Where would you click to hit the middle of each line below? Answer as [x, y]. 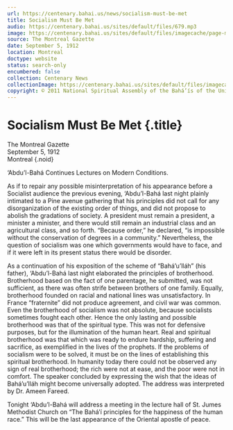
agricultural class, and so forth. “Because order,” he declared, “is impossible [116, 230]
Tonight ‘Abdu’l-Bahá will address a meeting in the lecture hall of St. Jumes [114, 405]
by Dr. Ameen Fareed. [38, 391]
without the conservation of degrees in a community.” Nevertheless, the [110, 238]
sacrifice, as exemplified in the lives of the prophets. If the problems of [108, 347]
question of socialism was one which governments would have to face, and [115, 245]
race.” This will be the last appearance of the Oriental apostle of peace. [109, 420]
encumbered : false [34, 71]
